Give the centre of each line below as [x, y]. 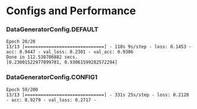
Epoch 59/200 [22, 89]
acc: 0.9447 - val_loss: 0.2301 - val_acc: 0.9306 [70, 52]
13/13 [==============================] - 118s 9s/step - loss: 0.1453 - [99, 47]
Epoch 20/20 [21, 42]
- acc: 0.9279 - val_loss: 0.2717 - [51, 100]
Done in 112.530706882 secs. [42, 57]
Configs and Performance [71, 11]
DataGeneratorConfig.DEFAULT [52, 30]
